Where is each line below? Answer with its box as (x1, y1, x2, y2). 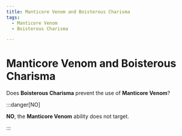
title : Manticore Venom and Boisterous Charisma (6, 8, 130, 15)
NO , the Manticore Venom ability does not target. (6, 113, 129, 120)
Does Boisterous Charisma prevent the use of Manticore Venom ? (6, 90, 171, 97)
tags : (6, 14, 20, 20)
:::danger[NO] (6, 101, 41, 108)
